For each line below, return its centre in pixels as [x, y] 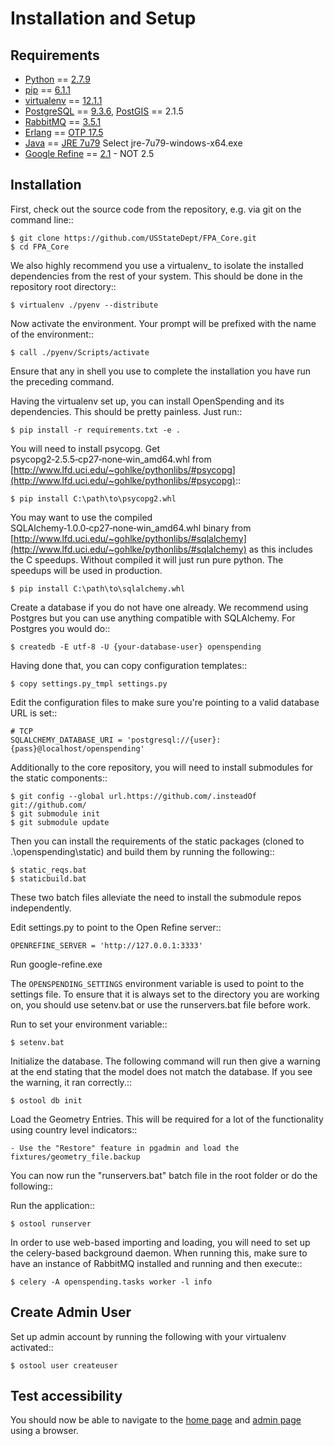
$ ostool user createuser [64, 1365]
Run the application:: [52, 1205]
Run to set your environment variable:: [89, 1024]
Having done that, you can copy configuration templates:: [129, 665]
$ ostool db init [46, 1100]
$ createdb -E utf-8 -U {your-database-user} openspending [136, 647]
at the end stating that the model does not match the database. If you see [161, 1071]
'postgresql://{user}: [174, 740]
